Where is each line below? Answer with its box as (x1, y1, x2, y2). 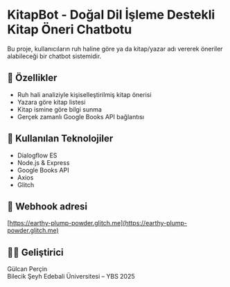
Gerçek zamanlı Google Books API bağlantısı (17, 112, 144, 121)
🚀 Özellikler (7, 72, 57, 84)
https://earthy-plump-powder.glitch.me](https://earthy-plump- (9, 219, 187, 227)
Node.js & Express (17, 158, 70, 166)
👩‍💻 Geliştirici (7, 246, 64, 258)
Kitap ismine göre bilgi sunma (17, 105, 103, 114)
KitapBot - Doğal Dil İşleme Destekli (7, 7, 215, 23)
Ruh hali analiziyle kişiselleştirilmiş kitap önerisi (17, 90, 152, 98)
